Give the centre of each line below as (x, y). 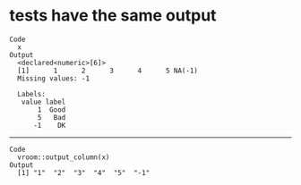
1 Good (52, 109)
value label (43, 102)
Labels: (32, 94)
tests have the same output (113, 16)
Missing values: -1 (54, 78)
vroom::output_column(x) (64, 157)
